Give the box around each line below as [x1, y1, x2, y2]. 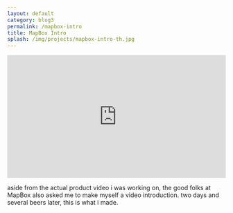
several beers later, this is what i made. [7, 198, 119, 206]
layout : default [7, 10, 54, 17]
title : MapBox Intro [7, 29, 67, 37]
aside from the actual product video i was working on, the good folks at [7, 183, 212, 192]
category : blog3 [7, 17, 54, 24]
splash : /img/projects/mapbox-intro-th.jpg [7, 36, 135, 43]
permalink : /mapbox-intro [7, 23, 82, 30]
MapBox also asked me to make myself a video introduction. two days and [7, 191, 220, 199]
